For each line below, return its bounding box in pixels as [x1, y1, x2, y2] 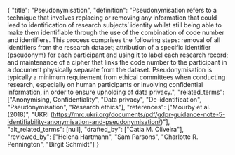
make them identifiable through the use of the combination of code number [7, 28, 224, 36]
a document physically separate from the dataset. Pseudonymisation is [7, 66, 213, 74]
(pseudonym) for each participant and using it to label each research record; [7, 50, 229, 59]
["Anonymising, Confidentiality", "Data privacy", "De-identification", [7, 95, 202, 104]
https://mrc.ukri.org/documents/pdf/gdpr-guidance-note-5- [52, 110, 226, 119]
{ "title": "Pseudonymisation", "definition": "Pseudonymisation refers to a [7, 6, 217, 14]
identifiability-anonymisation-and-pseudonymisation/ [7, 118, 161, 126]
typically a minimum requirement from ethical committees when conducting [7, 73, 226, 81]
